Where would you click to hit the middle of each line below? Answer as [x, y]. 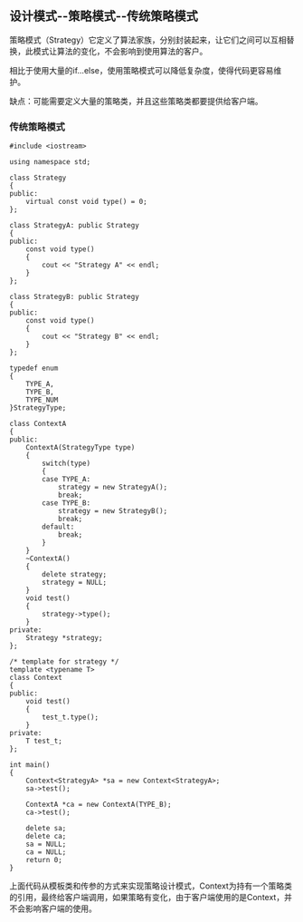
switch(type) [66, 464]
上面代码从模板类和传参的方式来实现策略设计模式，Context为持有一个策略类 [151, 886]
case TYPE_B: [66, 503]
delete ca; [46, 837]
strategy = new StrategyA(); [113, 488]
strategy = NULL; [74, 583]
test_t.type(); [71, 718]
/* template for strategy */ [64, 662]
